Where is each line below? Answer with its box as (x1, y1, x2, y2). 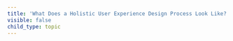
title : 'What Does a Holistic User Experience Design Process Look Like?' (7, 10, 230, 17)
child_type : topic (7, 23, 61, 30)
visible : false (7, 17, 52, 24)
